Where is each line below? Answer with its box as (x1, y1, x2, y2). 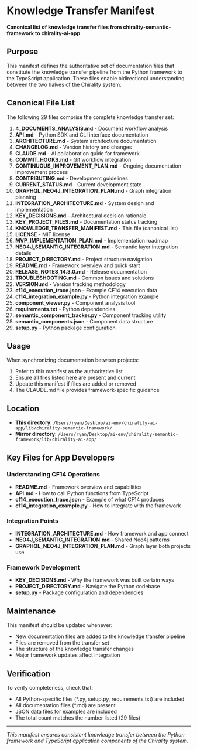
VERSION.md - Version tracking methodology (15, 280, 126, 288)
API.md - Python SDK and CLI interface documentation (15, 131, 148, 138)
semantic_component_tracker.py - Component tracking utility (15, 312, 167, 319)
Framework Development (6, 564, 80, 572)
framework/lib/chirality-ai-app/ (15, 437, 97, 443)
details (15, 249, 32, 256)
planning (15, 193, 37, 200)
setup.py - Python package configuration (15, 324, 116, 331)
